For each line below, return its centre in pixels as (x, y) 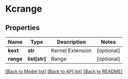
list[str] (37, 59)
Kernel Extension (71, 50)
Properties (23, 28)
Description (71, 42)
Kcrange (24, 9)
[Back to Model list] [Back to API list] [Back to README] (64, 71)
